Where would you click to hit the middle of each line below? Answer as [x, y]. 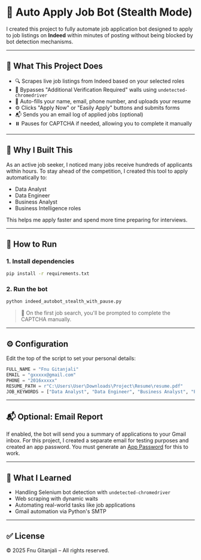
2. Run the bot [27, 289]
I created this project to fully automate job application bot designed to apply [100, 29]
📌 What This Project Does [55, 66]
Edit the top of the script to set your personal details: [71, 358]
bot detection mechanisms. [40, 41]
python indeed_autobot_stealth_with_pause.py [64, 302]
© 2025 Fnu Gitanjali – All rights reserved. [58, 550]
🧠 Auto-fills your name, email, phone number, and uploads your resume [103, 101]
